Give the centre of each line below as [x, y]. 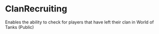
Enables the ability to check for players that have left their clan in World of [79, 22]
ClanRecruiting [36, 9]
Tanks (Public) [20, 27]
